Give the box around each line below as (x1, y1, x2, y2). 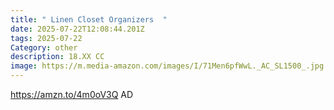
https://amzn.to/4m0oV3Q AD (10, 89, 134, 100)
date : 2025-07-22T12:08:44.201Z (10, 24, 145, 34)
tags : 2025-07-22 (10, 33, 83, 43)
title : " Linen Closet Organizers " (10, 14, 168, 25)
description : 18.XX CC (10, 52, 105, 62)
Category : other (10, 42, 78, 53)
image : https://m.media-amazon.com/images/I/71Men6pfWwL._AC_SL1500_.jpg (10, 61, 325, 71)
